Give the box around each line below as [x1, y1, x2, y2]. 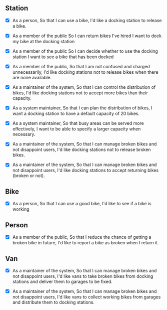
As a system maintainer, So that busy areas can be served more [12, 120, 144, 126]
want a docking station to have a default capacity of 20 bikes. [12, 110, 140, 117]
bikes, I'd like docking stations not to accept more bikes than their [12, 90, 148, 96]
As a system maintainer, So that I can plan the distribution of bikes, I [12, 105, 152, 111]
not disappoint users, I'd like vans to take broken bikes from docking [12, 273, 153, 279]
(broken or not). [12, 173, 45, 179]
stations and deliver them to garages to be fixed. [12, 278, 112, 284]
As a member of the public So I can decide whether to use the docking [12, 48, 158, 54]
